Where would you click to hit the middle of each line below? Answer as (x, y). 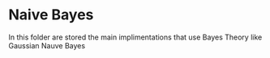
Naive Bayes (51, 15)
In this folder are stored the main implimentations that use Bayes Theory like (135, 37)
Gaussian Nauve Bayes (47, 45)
